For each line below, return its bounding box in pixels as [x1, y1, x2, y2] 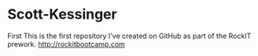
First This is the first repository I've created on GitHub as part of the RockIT [7, 31, 252, 40]
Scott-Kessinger [7, 5, 117, 23]
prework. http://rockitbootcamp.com [7, 39, 125, 48]
